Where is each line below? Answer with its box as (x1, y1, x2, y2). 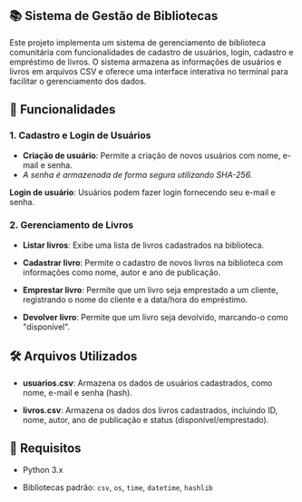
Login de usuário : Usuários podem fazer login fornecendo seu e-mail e (9, 186, 277, 198)
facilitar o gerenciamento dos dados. (9, 75, 147, 86)
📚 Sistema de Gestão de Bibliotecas (9, 8, 219, 24)
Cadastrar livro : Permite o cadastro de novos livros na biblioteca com (22, 257, 284, 268)
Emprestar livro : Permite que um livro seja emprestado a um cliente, (22, 284, 278, 295)
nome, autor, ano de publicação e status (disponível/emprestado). (22, 414, 269, 425)
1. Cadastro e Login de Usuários (9, 129, 151, 142)
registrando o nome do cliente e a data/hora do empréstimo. (22, 294, 248, 305)
